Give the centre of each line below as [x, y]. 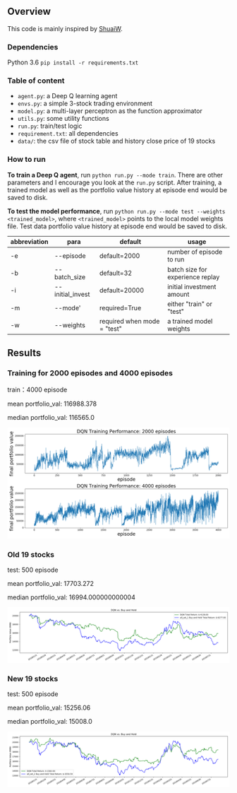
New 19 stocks [33, 679]
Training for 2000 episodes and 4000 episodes [90, 373]
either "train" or [190, 304]
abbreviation [29, 242]
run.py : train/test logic [50, 126]
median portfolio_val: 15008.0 [50, 722]
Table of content [36, 81]
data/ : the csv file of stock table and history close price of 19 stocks [116, 141]
